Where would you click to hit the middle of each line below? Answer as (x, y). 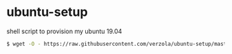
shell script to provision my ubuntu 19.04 (64, 31)
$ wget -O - (24, 44)
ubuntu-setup (47, 12)
